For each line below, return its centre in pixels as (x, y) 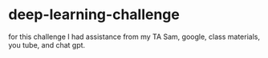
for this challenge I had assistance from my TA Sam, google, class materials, (134, 37)
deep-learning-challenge (94, 15)
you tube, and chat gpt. (47, 44)
